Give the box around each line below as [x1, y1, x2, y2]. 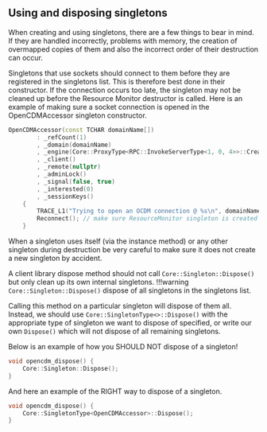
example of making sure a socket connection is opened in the [8, 102, 210, 111]
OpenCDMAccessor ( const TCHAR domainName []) [8, 126, 155, 134]
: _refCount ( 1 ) [37, 133, 87, 142]
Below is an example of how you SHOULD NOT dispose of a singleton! [8, 342, 238, 352]
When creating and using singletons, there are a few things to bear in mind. [8, 27, 254, 37]
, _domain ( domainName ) [37, 141, 112, 149]
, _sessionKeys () [37, 193, 94, 200]
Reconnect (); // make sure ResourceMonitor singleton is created [37, 215, 258, 223]
